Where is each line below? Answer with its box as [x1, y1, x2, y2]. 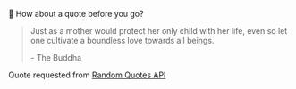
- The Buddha [30, 53, 82, 62]
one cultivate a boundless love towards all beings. [30, 36, 215, 45]
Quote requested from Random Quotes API [8, 69, 166, 80]
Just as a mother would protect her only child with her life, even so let [30, 26, 288, 36]
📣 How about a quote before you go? [8, 9, 144, 19]
